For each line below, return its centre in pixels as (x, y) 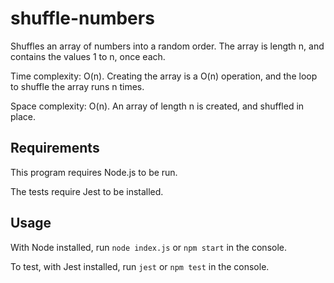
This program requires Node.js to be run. (94, 172)
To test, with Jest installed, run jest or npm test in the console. (140, 266)
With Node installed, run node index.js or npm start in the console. (148, 247)
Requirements (55, 148)
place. (23, 116)
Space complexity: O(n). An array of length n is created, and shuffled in (157, 106)
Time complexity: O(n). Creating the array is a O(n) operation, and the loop (164, 76)
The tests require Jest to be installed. (87, 191)
